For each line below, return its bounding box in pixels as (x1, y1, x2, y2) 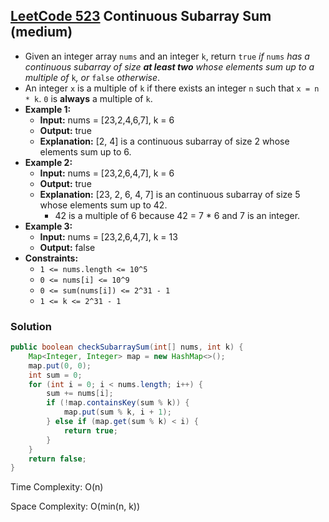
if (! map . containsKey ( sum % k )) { (46, 398, 190, 408)
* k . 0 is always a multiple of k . (24, 92, 153, 104)
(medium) (10, 24, 73, 41)
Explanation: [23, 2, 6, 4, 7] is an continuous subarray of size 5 (39, 188, 301, 200)
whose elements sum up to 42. (39, 199, 168, 211)
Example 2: (24, 156, 73, 168)
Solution (10, 319, 53, 333)
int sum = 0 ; (28, 370, 83, 380)
